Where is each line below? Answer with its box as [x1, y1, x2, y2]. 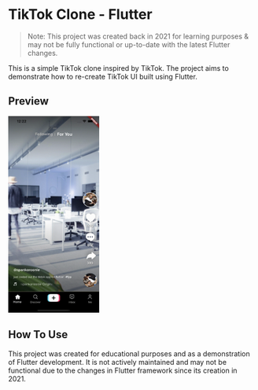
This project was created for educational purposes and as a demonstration [8, 348, 250, 359]
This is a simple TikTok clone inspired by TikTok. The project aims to [8, 63, 230, 72]
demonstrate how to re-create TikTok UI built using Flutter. [8, 72, 198, 81]
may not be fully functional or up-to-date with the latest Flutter [27, 39, 230, 49]
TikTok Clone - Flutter [8, 6, 153, 24]
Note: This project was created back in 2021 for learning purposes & [27, 31, 249, 41]
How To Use [8, 328, 68, 341]
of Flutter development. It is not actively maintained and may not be [8, 357, 227, 366]
